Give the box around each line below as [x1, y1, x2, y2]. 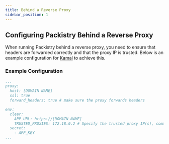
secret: [10, 126, 26, 131]
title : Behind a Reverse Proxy [5, 7, 71, 13]
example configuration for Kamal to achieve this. [5, 55, 106, 61]
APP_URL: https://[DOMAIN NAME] [14, 116, 82, 121]
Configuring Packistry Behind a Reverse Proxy [5, 31, 153, 39]
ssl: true [10, 93, 30, 99]
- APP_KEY [14, 130, 35, 135]
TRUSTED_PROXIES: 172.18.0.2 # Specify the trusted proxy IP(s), [14, 121, 154, 126]
